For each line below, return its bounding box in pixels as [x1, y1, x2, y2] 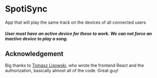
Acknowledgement [5, 49, 64, 58]
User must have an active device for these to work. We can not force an [5, 31, 152, 36]
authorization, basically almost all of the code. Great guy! [5, 68, 119, 74]
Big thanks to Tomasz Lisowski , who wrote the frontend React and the [5, 62, 144, 68]
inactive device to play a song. [5, 35, 68, 42]
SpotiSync [5, 3, 48, 15]
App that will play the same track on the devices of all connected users [5, 19, 146, 25]
